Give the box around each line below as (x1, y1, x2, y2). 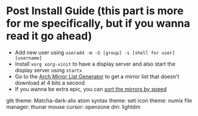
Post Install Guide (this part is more (6, 4, 184, 18)
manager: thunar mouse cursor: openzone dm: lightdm (6, 103, 141, 110)
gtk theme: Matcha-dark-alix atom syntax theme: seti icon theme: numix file (6, 96, 193, 104)
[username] (14, 55, 42, 61)
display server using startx (14, 66, 82, 73)
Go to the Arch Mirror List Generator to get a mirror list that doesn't (14, 73, 180, 80)
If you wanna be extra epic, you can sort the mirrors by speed (14, 85, 167, 92)
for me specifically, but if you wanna (6, 17, 191, 30)
